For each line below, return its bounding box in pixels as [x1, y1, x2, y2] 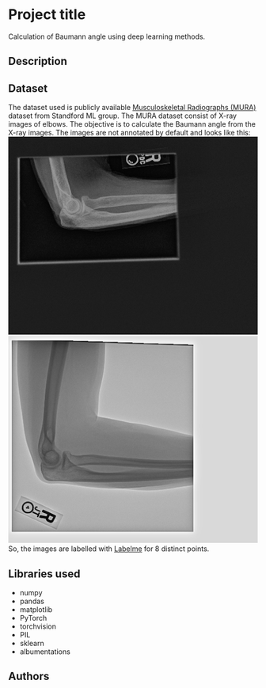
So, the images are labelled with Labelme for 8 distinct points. [8, 544, 210, 553]
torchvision [19, 621, 57, 631]
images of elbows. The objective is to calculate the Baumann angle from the [8, 120, 256, 129]
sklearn [19, 638, 45, 648]
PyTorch [19, 613, 47, 622]
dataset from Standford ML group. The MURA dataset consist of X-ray [8, 111, 237, 120]
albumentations [19, 647, 71, 656]
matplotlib [19, 604, 53, 614]
